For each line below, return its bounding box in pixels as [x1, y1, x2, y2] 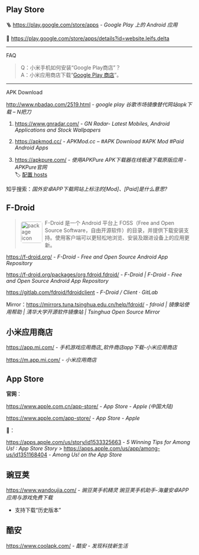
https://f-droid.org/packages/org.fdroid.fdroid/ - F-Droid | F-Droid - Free [6, 271, 182, 278]
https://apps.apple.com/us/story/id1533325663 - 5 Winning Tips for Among [6, 439, 191, 446]
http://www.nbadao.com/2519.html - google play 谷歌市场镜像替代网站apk [6, 100, 187, 108]
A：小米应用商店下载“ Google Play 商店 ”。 [20, 71, 122, 79]
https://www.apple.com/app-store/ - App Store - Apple [6, 414, 140, 422]
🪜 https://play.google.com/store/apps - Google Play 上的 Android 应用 [6, 21, 178, 28]
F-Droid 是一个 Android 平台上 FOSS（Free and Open [44, 219, 175, 226]
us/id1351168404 [6, 451, 47, 458]
